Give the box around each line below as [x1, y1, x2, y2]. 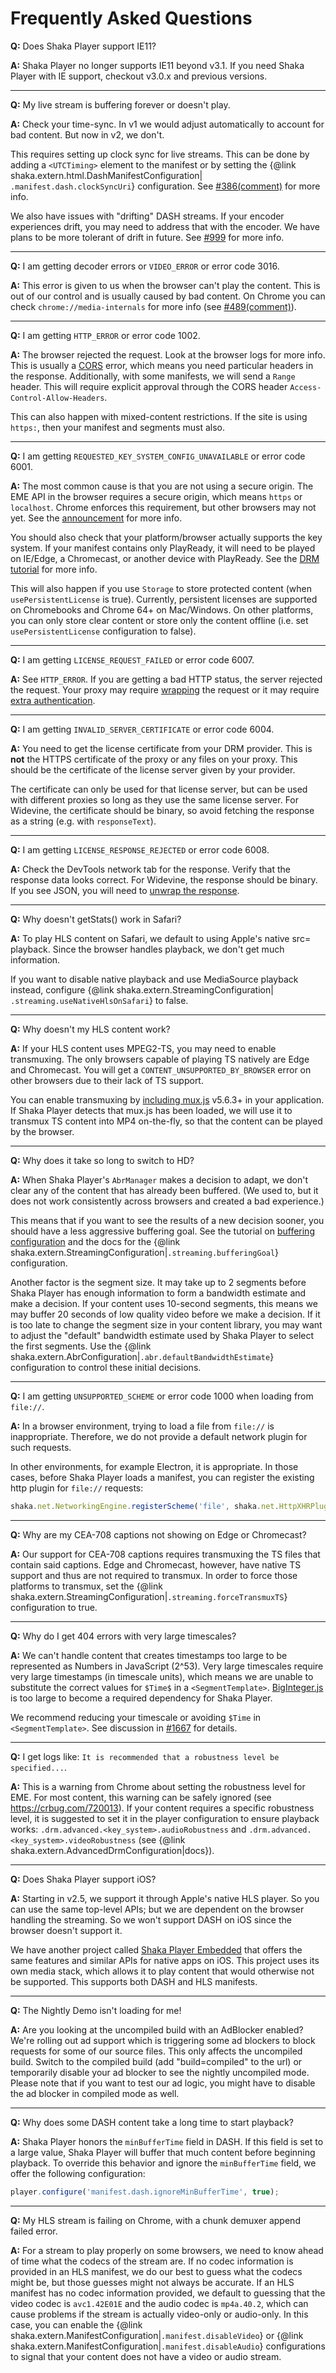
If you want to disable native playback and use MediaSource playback [10, 973, 299, 985]
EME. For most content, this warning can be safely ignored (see [10, 1791, 272, 1803]
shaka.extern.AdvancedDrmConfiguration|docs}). [10, 1844, 215, 1856]
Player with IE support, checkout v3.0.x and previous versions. [10, 70, 268, 82]
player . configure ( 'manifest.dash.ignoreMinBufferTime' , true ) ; [10, 2187, 280, 2197]
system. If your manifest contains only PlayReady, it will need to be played [10, 542, 316, 554]
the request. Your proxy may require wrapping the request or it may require [10, 683, 320, 696]
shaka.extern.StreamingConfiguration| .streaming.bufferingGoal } [10, 1246, 280, 1258]
